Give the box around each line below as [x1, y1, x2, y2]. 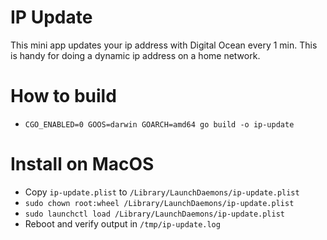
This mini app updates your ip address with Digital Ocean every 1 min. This [10, 39, 318, 51]
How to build [10, 85, 117, 108]
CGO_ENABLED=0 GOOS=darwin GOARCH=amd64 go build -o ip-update [24, 119, 295, 130]
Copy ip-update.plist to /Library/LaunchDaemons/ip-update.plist [24, 186, 300, 198]
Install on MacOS [10, 153, 155, 176]
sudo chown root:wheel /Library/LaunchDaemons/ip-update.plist [24, 198, 295, 208]
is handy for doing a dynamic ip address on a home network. [10, 49, 261, 61]
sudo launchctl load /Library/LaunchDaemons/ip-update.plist [24, 209, 286, 219]
